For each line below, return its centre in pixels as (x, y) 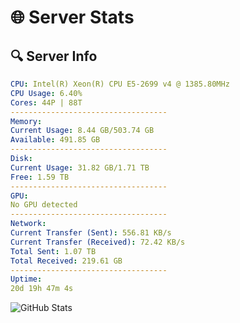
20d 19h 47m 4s (42, 289)
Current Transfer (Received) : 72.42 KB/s (98, 242)
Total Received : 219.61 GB (66, 261)
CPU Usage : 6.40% (46, 93)
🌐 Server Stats (72, 17)
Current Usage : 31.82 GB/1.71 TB (80, 167)
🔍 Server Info (54, 56)
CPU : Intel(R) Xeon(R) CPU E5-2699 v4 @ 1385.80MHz (120, 84)
